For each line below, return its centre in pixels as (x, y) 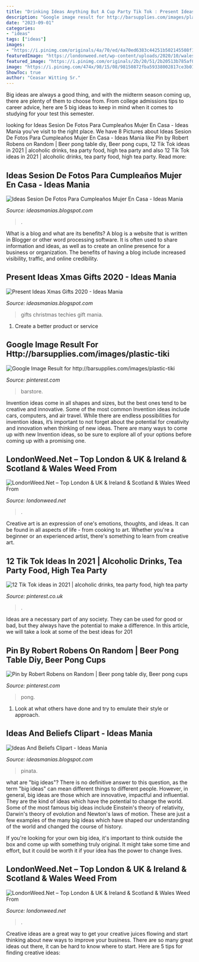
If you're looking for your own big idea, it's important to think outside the (94, 838)
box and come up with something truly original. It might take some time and (98, 844)
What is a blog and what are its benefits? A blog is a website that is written (97, 233)
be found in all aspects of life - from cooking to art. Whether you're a (90, 530)
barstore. (32, 391)
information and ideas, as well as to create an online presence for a (88, 246)
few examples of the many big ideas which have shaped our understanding (98, 820)
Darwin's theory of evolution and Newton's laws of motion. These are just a (98, 814)
